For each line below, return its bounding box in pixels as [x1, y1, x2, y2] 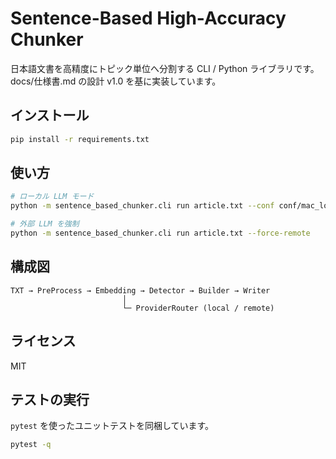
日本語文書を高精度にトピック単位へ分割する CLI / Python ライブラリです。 [10, 62, 320, 74]
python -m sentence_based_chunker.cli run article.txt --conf [10, 201, 275, 211]
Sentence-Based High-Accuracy [10, 7, 287, 30]
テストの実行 [10, 391, 90, 408]
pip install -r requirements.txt [10, 134, 150, 144]
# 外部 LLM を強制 [10, 219, 80, 229]
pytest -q [10, 440, 52, 450]
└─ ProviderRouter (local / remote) [121, 303, 275, 313]
